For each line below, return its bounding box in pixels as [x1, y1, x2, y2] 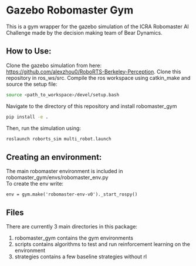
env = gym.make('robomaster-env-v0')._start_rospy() [6, 191, 138, 197]
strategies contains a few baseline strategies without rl [14, 253, 147, 260]
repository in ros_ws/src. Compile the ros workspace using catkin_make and [6, 74, 191, 81]
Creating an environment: [6, 152, 102, 162]
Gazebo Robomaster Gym [6, 4, 134, 17]
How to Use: [6, 46, 52, 56]
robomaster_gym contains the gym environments [14, 234, 134, 241]
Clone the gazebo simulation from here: [6, 62, 102, 69]
